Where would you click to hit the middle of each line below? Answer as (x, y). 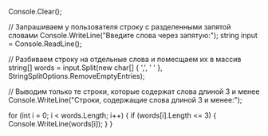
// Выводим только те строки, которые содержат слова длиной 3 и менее (134, 91)
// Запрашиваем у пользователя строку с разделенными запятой (120, 27)
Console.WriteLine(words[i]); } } (61, 124)
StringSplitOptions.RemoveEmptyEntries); (77, 76)
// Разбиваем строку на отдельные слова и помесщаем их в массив (125, 59)
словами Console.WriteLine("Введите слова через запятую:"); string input (133, 35)
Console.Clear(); (35, 12)
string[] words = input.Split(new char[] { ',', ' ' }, (85, 68)
